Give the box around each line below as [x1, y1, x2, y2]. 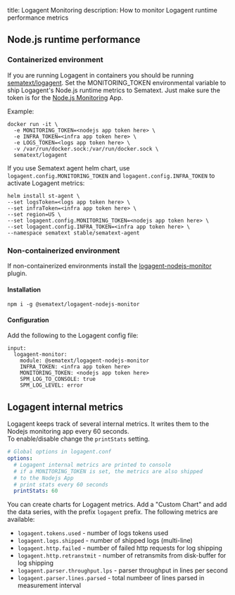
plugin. [7, 269, 27, 277]
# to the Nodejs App [13, 475, 74, 482]
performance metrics [7, 13, 69, 22]
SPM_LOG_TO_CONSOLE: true [20, 376, 96, 383]
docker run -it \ [7, 120, 58, 127]
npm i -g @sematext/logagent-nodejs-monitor [7, 301, 140, 308]
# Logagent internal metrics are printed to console [13, 461, 172, 468]
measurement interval [17, 581, 82, 590]
